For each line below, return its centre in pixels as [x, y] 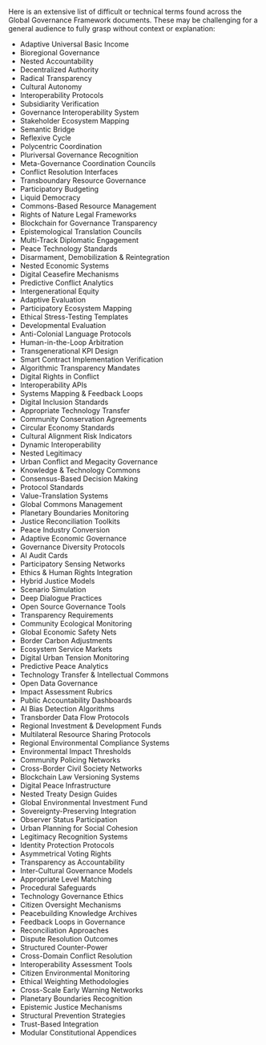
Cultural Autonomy [51, 87]
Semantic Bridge [47, 129]
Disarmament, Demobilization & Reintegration [95, 257]
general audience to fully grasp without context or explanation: [112, 28]
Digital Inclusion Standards [64, 402]
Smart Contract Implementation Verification [92, 359]
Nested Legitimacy [51, 453]
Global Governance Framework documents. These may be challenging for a [133, 20]
